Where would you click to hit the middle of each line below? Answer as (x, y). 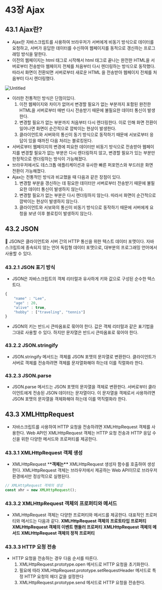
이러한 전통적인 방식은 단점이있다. (44, 98)
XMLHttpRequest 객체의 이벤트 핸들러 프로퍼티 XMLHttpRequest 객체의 (82, 527)
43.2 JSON (22, 229)
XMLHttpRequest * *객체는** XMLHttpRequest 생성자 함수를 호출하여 (79, 464)
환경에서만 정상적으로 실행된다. (41, 476)
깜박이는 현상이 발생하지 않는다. (49, 201)
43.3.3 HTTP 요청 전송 (31, 547)
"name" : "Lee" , (30, 298)
